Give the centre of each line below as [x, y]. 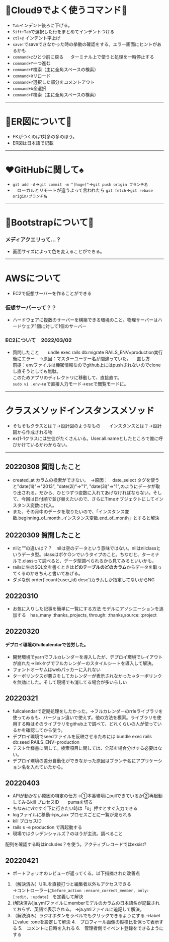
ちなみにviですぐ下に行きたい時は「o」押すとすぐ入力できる [75, 808]
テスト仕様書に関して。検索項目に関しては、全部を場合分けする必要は [85, 748]
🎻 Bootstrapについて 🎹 [50, 223]
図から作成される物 [32, 432]
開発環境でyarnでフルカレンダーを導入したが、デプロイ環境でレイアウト [88, 657]
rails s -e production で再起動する [47, 827]
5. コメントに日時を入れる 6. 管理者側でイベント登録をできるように [91, 928]
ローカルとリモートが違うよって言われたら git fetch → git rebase [85, 190]
